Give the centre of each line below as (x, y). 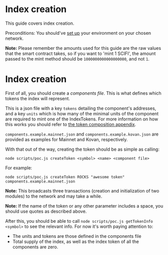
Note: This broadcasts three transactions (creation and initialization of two (82, 190)
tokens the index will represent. (38, 98)
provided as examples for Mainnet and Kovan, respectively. (67, 139)
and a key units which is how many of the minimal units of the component (82, 113)
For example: (19, 168)
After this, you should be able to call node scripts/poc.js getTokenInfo (79, 221)
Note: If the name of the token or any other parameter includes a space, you (84, 206)
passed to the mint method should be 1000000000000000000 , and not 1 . (77, 58)
